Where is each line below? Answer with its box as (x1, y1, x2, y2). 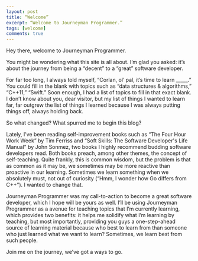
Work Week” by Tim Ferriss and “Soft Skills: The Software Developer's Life (6, 137, 188, 144)
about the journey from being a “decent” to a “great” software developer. (6, 65, 183, 72)
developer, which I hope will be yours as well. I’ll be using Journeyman (6, 199, 178, 206)
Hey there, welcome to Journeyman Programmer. (6, 47, 126, 54)
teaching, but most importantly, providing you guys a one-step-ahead (6, 218, 176, 225)
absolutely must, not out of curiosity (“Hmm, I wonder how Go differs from (6, 175, 187, 182)
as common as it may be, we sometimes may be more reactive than (6, 163, 170, 170)
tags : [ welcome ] (6, 25, 46, 31)
